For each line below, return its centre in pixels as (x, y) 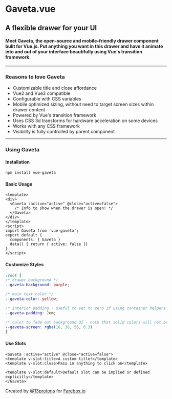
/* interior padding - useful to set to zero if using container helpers (86, 308)
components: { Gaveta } (35, 240)
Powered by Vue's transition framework (54, 115)
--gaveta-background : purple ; (38, 285)
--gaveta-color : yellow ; (32, 299)
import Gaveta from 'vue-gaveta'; (42, 231)
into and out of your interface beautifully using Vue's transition (74, 52)
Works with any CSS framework (46, 126)
